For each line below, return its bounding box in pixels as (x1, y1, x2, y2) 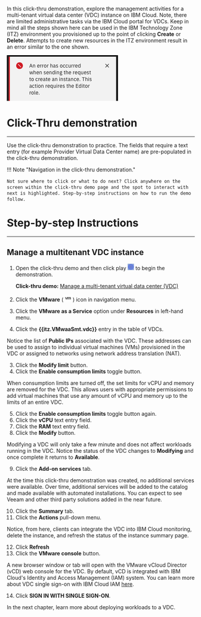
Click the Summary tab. (15, 507, 75, 515)
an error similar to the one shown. (7, 43, 90, 50)
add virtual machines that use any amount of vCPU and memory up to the (7, 392, 188, 399)
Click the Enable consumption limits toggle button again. (15, 410, 157, 417)
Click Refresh (15, 543, 50, 551)
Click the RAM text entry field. (15, 422, 90, 430)
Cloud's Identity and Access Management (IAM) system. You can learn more (7, 574, 195, 581)
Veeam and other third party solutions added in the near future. (7, 495, 163, 503)
